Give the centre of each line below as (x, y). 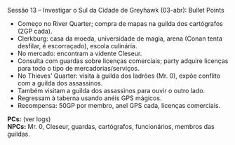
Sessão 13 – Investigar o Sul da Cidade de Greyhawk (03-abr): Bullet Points (116, 10)
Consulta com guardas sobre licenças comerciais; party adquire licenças (123, 61)
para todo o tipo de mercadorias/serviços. (78, 68)
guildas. (19, 134)
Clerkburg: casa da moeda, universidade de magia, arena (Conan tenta (120, 39)
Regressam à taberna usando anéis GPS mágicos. (89, 98)
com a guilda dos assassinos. (60, 83)
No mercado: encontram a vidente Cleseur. (80, 53)
